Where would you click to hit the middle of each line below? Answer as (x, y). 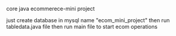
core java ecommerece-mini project (51, 9)
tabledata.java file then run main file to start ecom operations (82, 27)
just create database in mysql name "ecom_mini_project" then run (88, 20)
